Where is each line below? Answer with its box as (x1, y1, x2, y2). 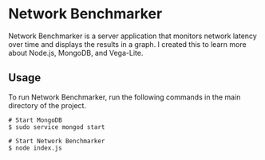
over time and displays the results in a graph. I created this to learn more (8, 39, 247, 49)
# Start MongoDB (8, 116, 62, 124)
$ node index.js (8, 144, 62, 152)
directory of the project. (8, 100, 86, 110)
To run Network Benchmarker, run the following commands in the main (8, 92, 241, 102)
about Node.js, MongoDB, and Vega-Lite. (8, 48, 144, 57)
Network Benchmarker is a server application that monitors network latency (8, 31, 257, 41)
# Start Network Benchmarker (8, 137, 105, 145)
